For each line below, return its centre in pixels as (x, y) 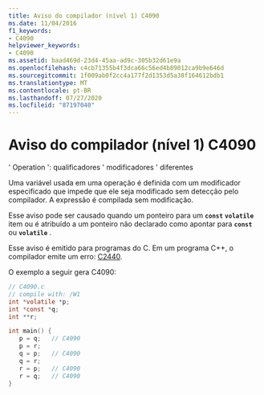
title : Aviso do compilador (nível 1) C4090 (84, 16)
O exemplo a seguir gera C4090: (62, 272)
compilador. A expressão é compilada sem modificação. (101, 200)
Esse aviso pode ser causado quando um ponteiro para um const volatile (131, 216)
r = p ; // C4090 (50, 369)
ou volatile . (30, 233)
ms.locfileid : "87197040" (51, 105)
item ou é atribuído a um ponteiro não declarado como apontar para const (130, 224)
